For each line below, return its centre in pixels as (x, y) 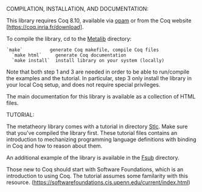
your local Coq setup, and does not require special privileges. (83, 85)
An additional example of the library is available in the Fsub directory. (93, 158)
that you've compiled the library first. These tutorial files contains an (92, 133)
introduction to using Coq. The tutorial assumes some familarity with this (97, 176)
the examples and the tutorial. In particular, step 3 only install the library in (99, 78)
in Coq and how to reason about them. (54, 146)
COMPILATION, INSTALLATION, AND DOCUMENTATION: (78, 9)
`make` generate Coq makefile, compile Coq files (83, 50)
